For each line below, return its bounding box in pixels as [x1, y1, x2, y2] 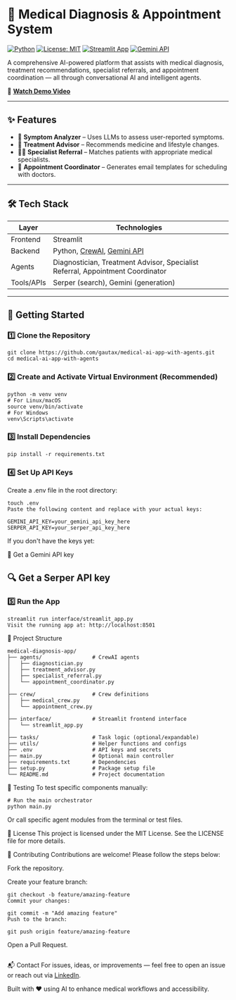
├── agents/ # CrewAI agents [7, 653, 140, 661]
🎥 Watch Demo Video [7, 87, 71, 95]
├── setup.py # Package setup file [7, 765, 156, 772]
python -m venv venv [7, 390, 68, 397]
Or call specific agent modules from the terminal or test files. [7, 815, 183, 824]
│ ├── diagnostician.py [7, 660, 83, 667]
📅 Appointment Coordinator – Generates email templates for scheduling [17, 162, 228, 171]
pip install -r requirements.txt [7, 450, 105, 457]
